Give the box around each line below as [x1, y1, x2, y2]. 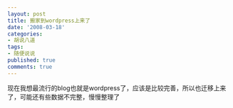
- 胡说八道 [7, 37, 36, 44]
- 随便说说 [7, 50, 36, 58]
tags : [7, 43, 24, 50]
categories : [7, 30, 43, 38]
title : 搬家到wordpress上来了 [7, 17, 90, 24]
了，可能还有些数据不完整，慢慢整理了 [7, 92, 120, 101]
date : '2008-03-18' [7, 23, 66, 31]
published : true [7, 57, 56, 64]
